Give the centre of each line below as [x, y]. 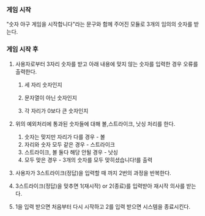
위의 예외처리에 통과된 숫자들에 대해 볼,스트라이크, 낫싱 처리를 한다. [95, 123]
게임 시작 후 [22, 49]
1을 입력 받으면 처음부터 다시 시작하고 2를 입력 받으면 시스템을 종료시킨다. [103, 206]
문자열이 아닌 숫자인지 [51, 98]
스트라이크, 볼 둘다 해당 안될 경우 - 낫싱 [71, 152]
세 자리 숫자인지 [43, 85]
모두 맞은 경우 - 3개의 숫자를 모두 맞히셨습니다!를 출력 [88, 160]
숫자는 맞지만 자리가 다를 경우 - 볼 [65, 137]
